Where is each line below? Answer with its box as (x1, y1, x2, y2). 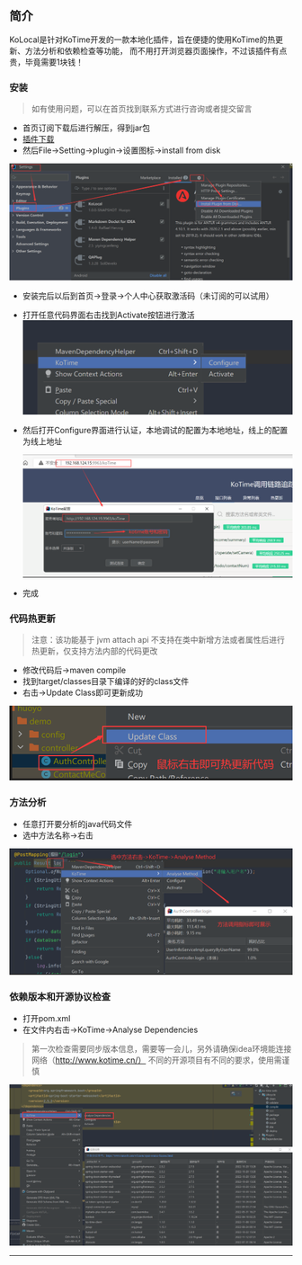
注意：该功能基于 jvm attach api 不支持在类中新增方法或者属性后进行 (31, 635, 286, 646)
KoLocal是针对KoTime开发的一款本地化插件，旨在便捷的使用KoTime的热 (9, 34, 276, 45)
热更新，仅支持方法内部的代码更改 (31, 646, 158, 656)
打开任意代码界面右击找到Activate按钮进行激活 (22, 309, 195, 321)
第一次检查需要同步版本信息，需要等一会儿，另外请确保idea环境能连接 (31, 1043, 292, 1054)
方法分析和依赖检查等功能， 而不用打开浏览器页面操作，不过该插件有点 (24, 45, 288, 56)
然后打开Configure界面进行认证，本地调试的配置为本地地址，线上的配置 (22, 424, 289, 435)
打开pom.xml (22, 1012, 71, 1023)
